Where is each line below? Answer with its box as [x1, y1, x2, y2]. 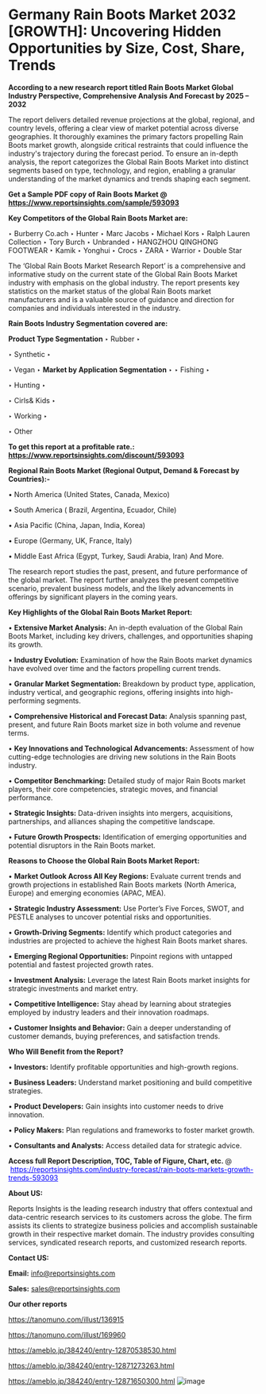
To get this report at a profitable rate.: [8, 441, 135, 451]
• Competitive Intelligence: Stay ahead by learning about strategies [8, 999, 232, 1008]
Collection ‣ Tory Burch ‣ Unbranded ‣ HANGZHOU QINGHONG [8, 237, 218, 247]
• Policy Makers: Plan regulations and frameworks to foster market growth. [8, 1125, 255, 1135]
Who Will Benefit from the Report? [8, 1046, 124, 1056]
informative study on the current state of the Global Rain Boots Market [8, 269, 238, 279]
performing [8, 696, 45, 705]
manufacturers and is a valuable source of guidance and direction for [8, 294, 235, 304]
